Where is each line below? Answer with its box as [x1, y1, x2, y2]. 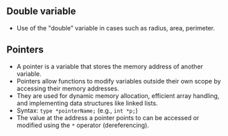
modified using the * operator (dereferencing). [16, 121, 150, 129]
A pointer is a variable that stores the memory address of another [16, 62, 204, 70]
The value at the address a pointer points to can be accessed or [16, 113, 200, 122]
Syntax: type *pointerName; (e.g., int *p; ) [16, 106, 138, 115]
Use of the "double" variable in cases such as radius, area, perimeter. [16, 23, 216, 32]
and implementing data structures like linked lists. [16, 99, 158, 107]
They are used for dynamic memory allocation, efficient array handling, [16, 91, 220, 99]
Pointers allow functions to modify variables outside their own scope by [16, 77, 221, 85]
